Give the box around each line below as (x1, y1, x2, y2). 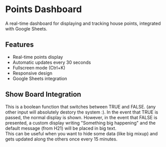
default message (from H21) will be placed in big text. (5, 125, 116, 131)
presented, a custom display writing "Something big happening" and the (5, 120, 156, 126)
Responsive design (12, 70, 53, 76)
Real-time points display (12, 54, 63, 60)
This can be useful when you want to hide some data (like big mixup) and (5, 130, 158, 136)
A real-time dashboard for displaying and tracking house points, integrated (5, 20, 161, 26)
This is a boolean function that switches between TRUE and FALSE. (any (5, 103, 156, 109)
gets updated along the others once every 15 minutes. (5, 136, 118, 142)
